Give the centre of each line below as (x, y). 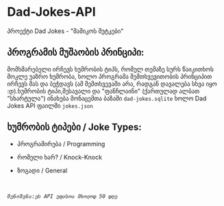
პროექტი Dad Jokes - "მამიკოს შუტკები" (65, 31)
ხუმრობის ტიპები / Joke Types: (74, 127)
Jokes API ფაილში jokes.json (50, 105)
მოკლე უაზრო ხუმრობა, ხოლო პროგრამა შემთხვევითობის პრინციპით (110, 76)
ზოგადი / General (42, 170)
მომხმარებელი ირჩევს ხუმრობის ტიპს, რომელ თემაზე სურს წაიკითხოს (111, 69)
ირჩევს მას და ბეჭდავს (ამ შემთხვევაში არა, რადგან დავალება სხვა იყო (112, 84)
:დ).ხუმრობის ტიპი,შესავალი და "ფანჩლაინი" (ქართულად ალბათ (103, 91)
